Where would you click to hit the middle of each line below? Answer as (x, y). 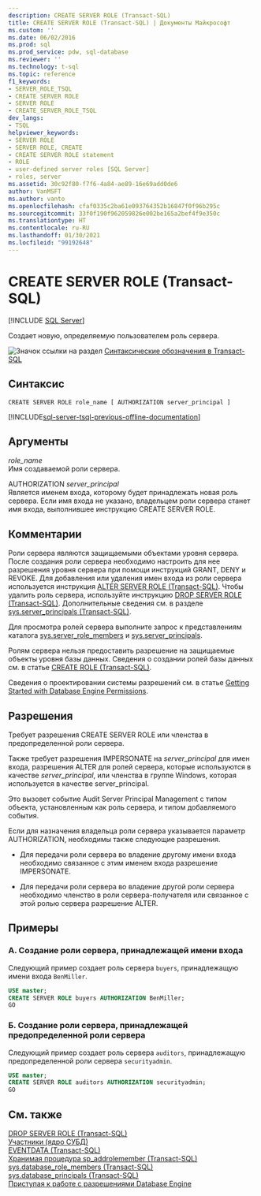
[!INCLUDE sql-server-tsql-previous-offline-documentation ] (104, 417)
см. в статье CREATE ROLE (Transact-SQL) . (80, 668)
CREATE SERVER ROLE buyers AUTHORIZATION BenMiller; (97, 998)
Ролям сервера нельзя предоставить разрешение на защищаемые (121, 650)
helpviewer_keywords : (44, 132)
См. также (35, 1114)
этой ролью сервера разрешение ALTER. (89, 903)
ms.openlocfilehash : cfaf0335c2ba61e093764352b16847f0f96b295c (114, 206)
